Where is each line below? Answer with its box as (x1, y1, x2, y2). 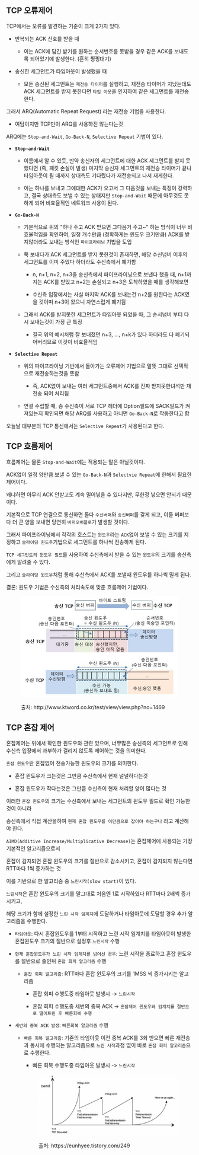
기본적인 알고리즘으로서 (6, 844, 60, 852)
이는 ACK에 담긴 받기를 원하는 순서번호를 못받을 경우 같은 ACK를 (23, 47, 173, 55)
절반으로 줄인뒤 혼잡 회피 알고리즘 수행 (21, 957, 107, 965)
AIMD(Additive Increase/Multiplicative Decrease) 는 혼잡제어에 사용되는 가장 (6, 837, 192, 844)
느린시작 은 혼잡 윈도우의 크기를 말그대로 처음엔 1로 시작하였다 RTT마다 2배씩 (6, 890, 180, 897)
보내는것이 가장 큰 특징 (30, 318, 83, 325)
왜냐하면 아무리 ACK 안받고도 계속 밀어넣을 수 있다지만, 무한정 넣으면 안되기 (6, 491, 181, 498)
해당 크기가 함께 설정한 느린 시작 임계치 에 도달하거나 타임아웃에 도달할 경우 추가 (6, 910, 187, 917)
